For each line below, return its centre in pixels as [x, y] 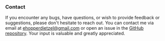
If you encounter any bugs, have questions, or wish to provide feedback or [82, 18]
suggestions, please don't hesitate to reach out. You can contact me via [80, 23]
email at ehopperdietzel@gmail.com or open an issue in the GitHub [74, 28]
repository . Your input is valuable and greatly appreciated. [65, 34]
